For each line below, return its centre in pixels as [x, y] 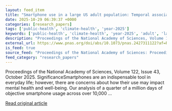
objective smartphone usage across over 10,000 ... [59, 93]
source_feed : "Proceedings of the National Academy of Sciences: [76, 52]
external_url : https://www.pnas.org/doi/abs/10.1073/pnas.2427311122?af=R [87, 43]
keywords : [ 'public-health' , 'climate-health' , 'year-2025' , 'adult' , [82, 34]
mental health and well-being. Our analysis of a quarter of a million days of [84, 88]
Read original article [26, 103]
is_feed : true [20, 48]
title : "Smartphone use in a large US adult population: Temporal [78, 15]
